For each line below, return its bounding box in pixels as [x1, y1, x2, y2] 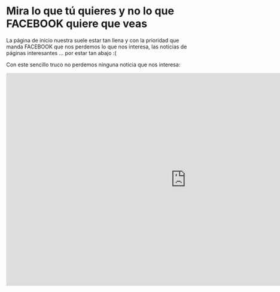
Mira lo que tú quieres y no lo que [6, 4, 175, 18]
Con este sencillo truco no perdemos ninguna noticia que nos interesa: [6, 61, 181, 68]
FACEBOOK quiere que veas [6, 17, 148, 31]
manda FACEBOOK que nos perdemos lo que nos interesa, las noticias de [6, 43, 187, 50]
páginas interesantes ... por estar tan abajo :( [6, 49, 117, 56]
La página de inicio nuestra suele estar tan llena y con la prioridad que [6, 36, 179, 44]
